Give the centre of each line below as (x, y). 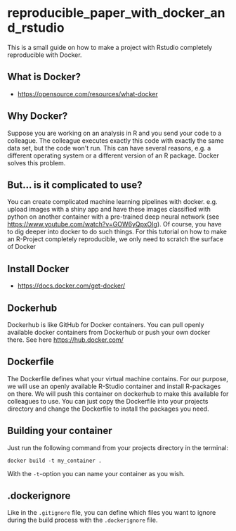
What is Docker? (44, 77)
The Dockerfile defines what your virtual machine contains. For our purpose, (118, 378)
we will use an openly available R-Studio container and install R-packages (114, 386)
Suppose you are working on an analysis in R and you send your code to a (114, 133)
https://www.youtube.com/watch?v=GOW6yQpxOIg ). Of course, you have (114, 224)
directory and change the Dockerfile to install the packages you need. (108, 409)
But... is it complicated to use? (75, 185)
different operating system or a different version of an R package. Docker (113, 155)
